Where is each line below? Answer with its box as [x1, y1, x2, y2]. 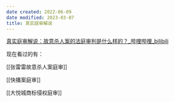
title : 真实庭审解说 [6, 20, 53, 26]
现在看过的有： [6, 50, 44, 58]
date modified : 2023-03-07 [6, 15, 74, 21]
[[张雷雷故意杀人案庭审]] [6, 63, 68, 70]
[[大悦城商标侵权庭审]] [6, 89, 62, 97]
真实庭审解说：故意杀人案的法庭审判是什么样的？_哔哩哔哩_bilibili [6, 38, 169, 45]
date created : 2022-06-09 [6, 8, 71, 15]
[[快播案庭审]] [6, 76, 41, 84]
